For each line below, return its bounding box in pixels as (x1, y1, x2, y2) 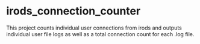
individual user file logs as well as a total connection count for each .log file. (6, 30, 195, 37)
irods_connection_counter (6, 4, 141, 18)
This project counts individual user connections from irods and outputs (6, 24, 182, 31)
